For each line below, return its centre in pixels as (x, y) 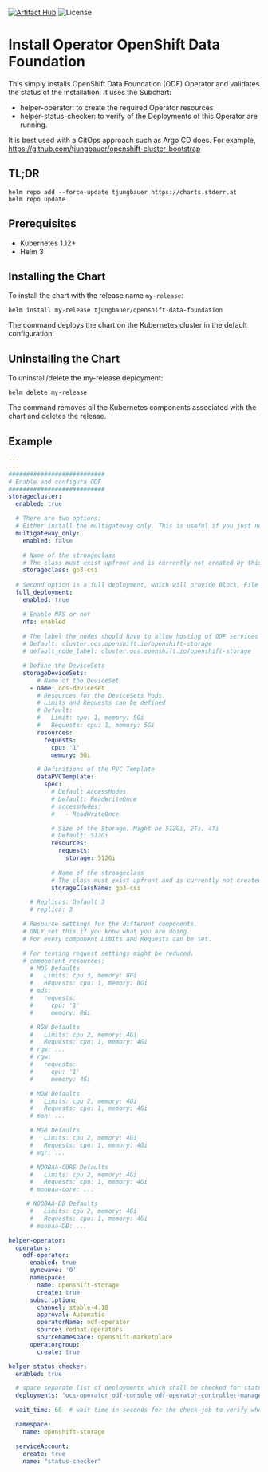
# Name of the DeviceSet (78, 680)
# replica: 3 (51, 910)
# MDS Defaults (55, 968)
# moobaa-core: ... (61, 1190)
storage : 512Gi (90, 858)
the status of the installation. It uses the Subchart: (90, 92)
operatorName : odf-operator (83, 1323)
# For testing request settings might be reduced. (108, 953)
